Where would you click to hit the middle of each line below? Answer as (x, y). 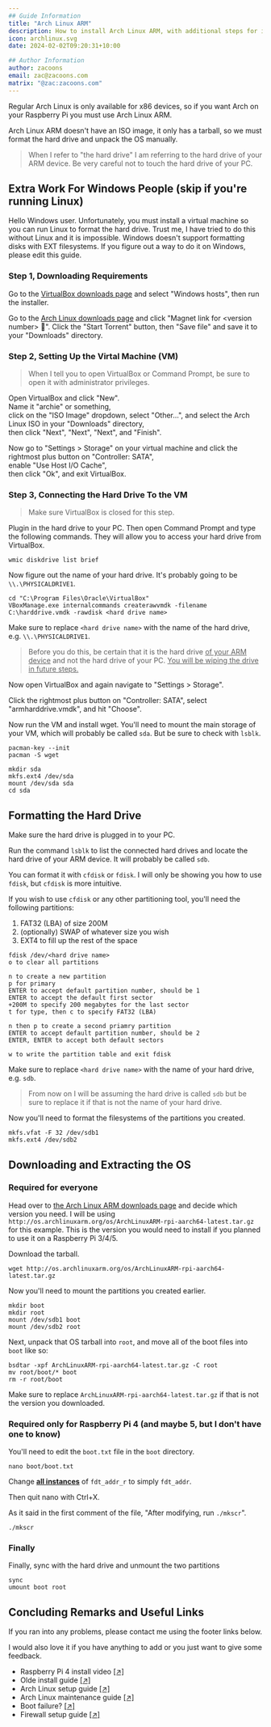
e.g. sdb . (22, 1078)
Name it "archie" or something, (60, 407)
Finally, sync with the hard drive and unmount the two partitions (114, 1565)
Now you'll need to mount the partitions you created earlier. (107, 1290)
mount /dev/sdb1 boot (45, 1319)
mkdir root (27, 1312)
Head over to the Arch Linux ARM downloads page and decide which (123, 1205)
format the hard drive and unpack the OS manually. (93, 139)
